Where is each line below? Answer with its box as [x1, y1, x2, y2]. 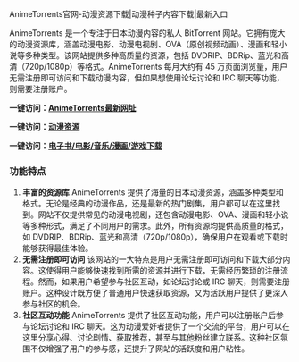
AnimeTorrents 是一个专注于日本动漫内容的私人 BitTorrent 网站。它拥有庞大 [9, 28, 286, 38]
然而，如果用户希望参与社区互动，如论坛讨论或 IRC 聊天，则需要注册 [37, 276, 290, 287]
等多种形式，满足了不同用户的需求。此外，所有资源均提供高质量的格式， [21, 221, 288, 232]
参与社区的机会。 [21, 299, 86, 309]
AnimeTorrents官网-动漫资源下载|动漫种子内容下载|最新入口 [9, 9, 228, 19]
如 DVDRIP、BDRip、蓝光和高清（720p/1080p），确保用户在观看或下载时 [21, 232, 288, 242]
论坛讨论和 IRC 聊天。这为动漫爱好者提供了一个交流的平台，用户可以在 [29, 321, 290, 332]
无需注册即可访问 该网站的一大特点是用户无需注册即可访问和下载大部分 [21, 254, 283, 265]
